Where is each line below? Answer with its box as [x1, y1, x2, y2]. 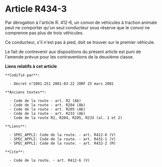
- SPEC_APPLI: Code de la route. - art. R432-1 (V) [9, 136, 116, 142]
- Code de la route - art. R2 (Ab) [9, 98, 81, 103]
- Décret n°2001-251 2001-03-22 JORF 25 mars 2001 [9, 81, 114, 86]
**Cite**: [5, 149, 25, 154]
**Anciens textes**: [5, 90, 47, 94]
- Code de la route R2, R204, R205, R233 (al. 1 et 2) [9, 115, 123, 120]
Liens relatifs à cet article [5, 63, 57, 69]
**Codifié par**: [5, 73, 40, 77]
